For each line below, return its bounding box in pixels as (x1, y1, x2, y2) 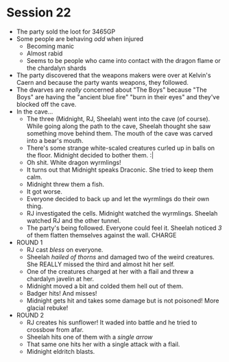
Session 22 (6, 5, 71, 21)
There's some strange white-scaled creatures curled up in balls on (26, 144, 215, 152)
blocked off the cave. (16, 100, 77, 108)
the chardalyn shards (26, 64, 87, 72)
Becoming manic (26, 42, 75, 50)
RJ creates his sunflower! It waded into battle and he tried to (26, 318, 197, 326)
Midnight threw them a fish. (26, 180, 104, 188)
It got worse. (26, 187, 63, 196)
